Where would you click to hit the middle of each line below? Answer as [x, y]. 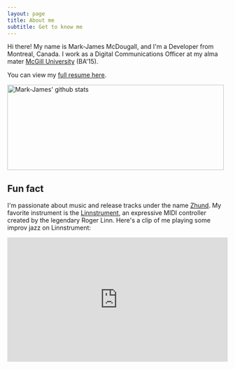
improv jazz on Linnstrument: [49, 228]
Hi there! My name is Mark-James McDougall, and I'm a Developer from [111, 47]
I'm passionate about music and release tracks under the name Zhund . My [114, 206]
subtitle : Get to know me [45, 27]
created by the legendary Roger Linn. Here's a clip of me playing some [109, 221]
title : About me [31, 20]
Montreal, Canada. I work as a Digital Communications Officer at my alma [113, 54]
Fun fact [26, 189]
